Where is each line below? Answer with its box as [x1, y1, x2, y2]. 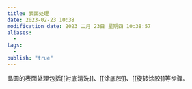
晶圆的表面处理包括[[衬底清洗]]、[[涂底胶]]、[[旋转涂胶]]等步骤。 [7, 74, 189, 82]
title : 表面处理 [7, 10, 49, 17]
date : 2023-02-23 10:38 [7, 16, 75, 23]
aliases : [7, 29, 32, 36]
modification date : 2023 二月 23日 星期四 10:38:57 [7, 23, 152, 29]
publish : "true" [7, 55, 53, 62]
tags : [7, 42, 23, 49]
